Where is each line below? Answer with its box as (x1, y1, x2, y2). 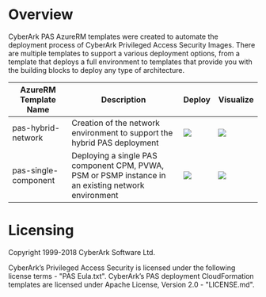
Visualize (218, 93, 254, 105)
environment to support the (70, 127, 173, 138)
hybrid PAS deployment (70, 137, 159, 148)
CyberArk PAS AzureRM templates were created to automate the (8, 32, 219, 41)
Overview (8, 6, 74, 24)
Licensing (8, 222, 74, 239)
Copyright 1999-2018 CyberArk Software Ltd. (8, 247, 156, 257)
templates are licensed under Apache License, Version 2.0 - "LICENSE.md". (8, 280, 255, 289)
